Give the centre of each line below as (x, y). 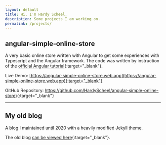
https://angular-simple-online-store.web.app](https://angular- (94, 76)
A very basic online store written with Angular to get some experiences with (82, 55)
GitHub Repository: (24, 91)
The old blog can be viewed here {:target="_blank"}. (58, 137)
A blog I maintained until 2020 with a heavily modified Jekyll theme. (74, 128)
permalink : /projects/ (28, 24)
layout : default (22, 10)
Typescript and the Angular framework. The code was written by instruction (82, 61)
